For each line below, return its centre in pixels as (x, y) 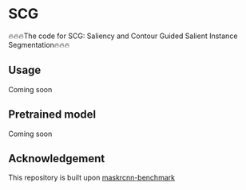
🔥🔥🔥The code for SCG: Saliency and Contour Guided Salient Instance (123, 36)
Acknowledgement (57, 159)
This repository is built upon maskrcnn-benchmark (92, 178)
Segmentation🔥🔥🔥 (39, 45)
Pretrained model (52, 115)
